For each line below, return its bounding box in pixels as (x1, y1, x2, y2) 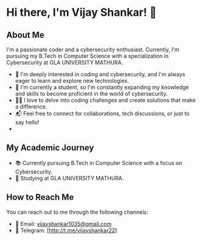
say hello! (15, 119, 40, 125)
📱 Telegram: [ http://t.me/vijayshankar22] (15, 227, 117, 234)
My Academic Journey (6, 143, 94, 153)
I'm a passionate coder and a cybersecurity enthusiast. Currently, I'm (6, 46, 179, 53)
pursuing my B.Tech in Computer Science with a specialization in (6, 52, 169, 60)
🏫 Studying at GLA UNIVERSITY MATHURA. (15, 174, 124, 182)
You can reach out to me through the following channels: (6, 208, 148, 216)
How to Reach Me (6, 192, 74, 203)
